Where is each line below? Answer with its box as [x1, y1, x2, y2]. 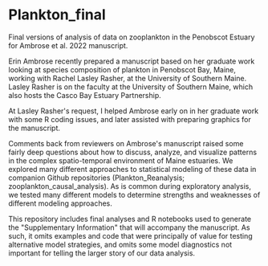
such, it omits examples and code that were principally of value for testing [8, 231, 253, 240]
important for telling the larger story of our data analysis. [8, 248, 195, 258]
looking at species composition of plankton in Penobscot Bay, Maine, [8, 64, 237, 74]
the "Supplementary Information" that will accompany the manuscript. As [8, 223, 250, 232]
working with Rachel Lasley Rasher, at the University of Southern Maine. [8, 73, 247, 83]
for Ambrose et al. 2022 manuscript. [8, 40, 128, 50]
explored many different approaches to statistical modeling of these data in [8, 164, 257, 174]
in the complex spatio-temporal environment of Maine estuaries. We [8, 155, 233, 166]
